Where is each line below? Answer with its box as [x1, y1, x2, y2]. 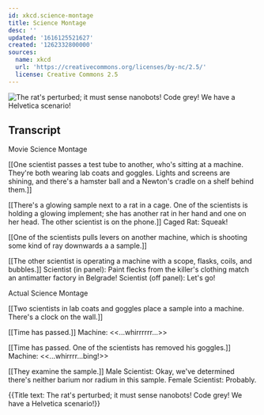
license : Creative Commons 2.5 [15, 70, 119, 78]
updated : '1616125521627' [8, 33, 93, 42]
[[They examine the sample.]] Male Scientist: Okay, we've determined [8, 367, 235, 376]
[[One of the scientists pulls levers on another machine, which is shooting [8, 233, 247, 242]
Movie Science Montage [8, 144, 88, 154]
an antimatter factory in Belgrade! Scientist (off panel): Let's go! [8, 273, 216, 283]
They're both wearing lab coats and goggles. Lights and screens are [8, 168, 231, 178]
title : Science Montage [8, 19, 87, 27]
